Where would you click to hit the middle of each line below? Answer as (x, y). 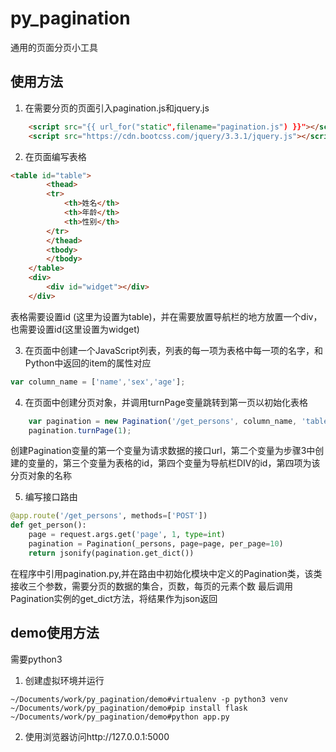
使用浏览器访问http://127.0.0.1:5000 (97, 736)
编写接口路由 (51, 497)
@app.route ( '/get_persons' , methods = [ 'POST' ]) (109, 516)
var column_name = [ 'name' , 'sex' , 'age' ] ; (98, 382)
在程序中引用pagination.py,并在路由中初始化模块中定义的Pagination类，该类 (166, 573)
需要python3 (36, 659)
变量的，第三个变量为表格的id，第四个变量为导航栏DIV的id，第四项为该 (174, 463)
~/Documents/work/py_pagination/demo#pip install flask (129, 708)
